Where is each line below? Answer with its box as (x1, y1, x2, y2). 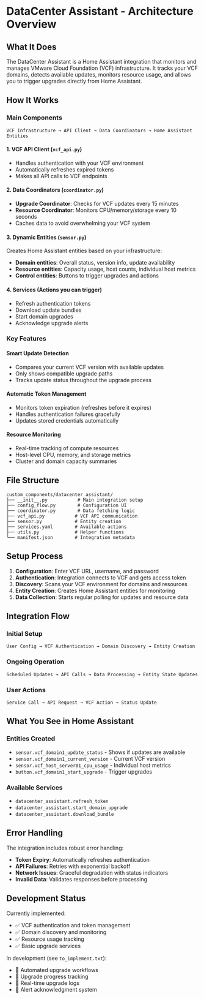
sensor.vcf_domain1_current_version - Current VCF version (15, 755, 166, 762)
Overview (6, 17, 57, 31)
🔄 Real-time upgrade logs (15, 979, 80, 987)
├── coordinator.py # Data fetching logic (6, 507, 136, 514)
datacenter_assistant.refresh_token (15, 798, 109, 804)
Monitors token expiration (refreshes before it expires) (15, 404, 151, 411)
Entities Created (6, 734, 56, 743)
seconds (15, 213, 37, 221)
